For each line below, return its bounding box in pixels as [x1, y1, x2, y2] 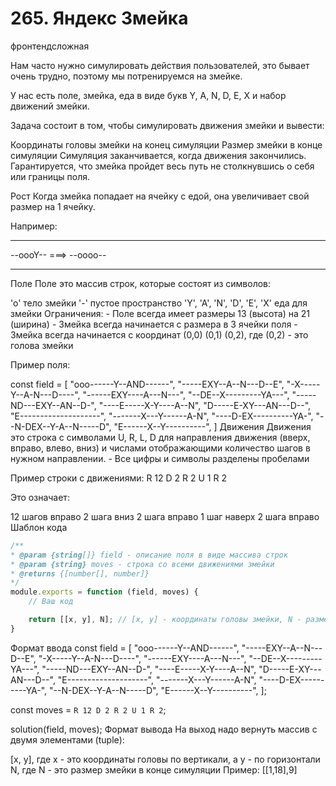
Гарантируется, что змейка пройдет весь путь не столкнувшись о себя [10, 160, 315, 172]
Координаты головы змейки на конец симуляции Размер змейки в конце [10, 138, 323, 151]
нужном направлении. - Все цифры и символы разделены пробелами [10, 452, 310, 464]
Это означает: [10, 491, 70, 503]
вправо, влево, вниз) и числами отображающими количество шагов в [10, 442, 311, 454]
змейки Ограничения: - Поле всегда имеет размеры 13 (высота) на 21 [10, 307, 311, 319]
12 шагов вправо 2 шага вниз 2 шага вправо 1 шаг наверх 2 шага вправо [10, 510, 320, 522]
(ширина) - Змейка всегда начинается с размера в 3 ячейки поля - [10, 318, 298, 330]
